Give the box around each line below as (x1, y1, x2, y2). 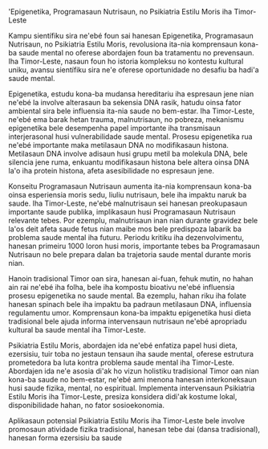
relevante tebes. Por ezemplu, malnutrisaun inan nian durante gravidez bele (8, 216, 258, 225)
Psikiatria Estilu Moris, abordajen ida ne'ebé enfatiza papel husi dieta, (8, 341, 238, 350)
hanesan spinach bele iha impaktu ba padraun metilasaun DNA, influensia (8, 300, 252, 308)
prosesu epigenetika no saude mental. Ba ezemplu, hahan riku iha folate (8, 291, 247, 300)
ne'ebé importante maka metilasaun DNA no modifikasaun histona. (8, 141, 229, 149)
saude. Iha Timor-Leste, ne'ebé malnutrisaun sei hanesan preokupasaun (8, 198, 248, 208)
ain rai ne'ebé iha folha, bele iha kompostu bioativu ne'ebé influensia (8, 283, 235, 292)
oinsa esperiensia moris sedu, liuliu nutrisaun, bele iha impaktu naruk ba (8, 190, 247, 199)
